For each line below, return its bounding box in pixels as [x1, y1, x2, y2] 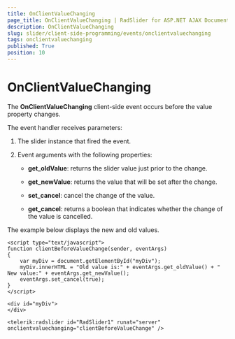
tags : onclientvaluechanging [7, 36, 92, 43]
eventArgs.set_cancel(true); [20, 275, 105, 283]
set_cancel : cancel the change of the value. [27, 191, 155, 199]
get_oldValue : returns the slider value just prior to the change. [27, 164, 208, 172]
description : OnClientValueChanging [7, 23, 114, 30]
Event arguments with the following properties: [17, 150, 152, 159]
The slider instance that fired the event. [17, 137, 131, 145]
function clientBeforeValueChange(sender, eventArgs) [7, 245, 168, 252]
